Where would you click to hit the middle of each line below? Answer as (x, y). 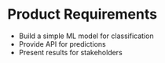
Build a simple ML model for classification (86, 36)
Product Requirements (82, 14)
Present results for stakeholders (70, 52)
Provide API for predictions (62, 44)
